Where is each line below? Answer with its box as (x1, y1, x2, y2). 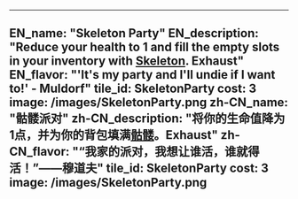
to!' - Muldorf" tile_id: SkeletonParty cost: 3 (9, 81, 257, 96)
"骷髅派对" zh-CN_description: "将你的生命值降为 (9, 111, 286, 126)
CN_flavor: (9, 144, 70, 159)
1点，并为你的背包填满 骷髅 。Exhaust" (9, 127, 219, 142)
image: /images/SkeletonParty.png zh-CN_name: (9, 95, 288, 111)
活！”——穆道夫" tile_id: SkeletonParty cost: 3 (9, 161, 269, 176)
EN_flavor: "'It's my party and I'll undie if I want (9, 67, 276, 82)
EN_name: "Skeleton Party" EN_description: (9, 26, 259, 41)
